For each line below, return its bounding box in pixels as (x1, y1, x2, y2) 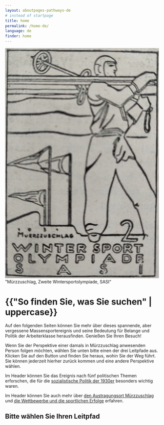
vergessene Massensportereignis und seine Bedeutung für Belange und (5, 328, 150, 334)
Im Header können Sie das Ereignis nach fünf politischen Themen (5, 373, 137, 379)
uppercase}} (5, 307, 58, 318)
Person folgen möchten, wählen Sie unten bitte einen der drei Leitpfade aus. (5, 348, 158, 354)
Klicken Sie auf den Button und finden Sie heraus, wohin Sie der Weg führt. (5, 353, 156, 359)
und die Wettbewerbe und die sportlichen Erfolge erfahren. (5, 398, 123, 404)
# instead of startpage (5, 13, 54, 18)
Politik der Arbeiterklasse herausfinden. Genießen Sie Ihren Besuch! (5, 333, 142, 339)
